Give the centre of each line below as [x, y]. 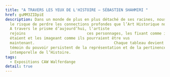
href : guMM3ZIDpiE [25, 15]
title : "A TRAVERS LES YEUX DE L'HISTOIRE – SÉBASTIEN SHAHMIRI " [77, 10]
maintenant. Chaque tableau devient [87, 43]
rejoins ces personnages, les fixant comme [86, 33]
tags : [11, 57]
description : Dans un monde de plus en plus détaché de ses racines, [80, 19]
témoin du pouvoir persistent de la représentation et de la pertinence [88, 48]
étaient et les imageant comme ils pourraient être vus [70, 38]
